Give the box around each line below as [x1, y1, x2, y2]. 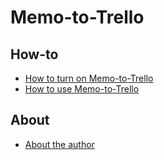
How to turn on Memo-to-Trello [24, 72, 154, 84]
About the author [24, 138, 95, 150]
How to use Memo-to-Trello [24, 83, 140, 95]
